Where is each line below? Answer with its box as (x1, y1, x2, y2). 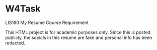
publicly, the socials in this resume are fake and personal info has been (5, 34, 152, 40)
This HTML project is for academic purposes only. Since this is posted (5, 29, 151, 35)
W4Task (5, 3, 41, 14)
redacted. (5, 39, 25, 45)
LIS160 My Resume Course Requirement (5, 19, 89, 25)
